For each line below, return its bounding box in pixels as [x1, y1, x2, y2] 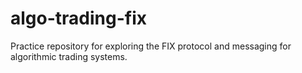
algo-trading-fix [10, 7, 147, 30]
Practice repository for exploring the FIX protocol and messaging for [10, 40, 292, 52]
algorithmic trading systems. [10, 50, 128, 62]
